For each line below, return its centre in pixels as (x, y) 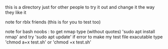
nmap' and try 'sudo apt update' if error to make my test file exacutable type (84, 37)
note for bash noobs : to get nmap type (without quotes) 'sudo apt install (80, 31)
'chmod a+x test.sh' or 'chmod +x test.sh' (48, 42)
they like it (16, 12)
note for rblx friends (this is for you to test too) (53, 22)
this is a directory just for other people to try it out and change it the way (80, 7)
